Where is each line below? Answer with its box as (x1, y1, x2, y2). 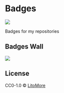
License (5, 70, 30, 78)
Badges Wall (5, 43, 44, 51)
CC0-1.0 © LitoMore (5, 82, 46, 88)
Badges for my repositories (5, 28, 60, 34)
